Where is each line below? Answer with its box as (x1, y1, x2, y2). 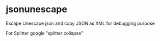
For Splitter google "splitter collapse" (6, 30, 84, 36)
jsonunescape (6, 4, 68, 15)
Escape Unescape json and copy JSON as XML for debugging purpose (6, 20, 155, 26)
